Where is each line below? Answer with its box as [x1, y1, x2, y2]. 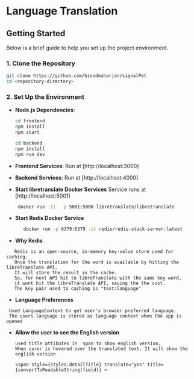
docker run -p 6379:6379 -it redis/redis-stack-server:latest [23, 226, 183, 233]
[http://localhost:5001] [14, 192, 70, 199]
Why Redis [14, 237, 43, 245]
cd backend [14, 140, 43, 146]
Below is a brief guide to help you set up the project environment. [6, 44, 169, 51]
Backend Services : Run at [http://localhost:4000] [14, 174, 139, 181]
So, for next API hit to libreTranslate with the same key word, [14, 275, 182, 281]
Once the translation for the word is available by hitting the [14, 259, 180, 266]
